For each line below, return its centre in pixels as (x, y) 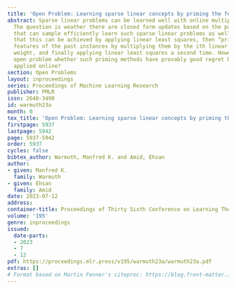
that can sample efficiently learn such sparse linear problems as (114, 33)
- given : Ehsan (29, 183)
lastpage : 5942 (29, 131)
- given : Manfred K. (38, 170)
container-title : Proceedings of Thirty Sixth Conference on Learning (113, 210)
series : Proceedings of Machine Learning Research (83, 86)
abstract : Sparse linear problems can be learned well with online (108, 20)
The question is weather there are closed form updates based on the (117, 27)
